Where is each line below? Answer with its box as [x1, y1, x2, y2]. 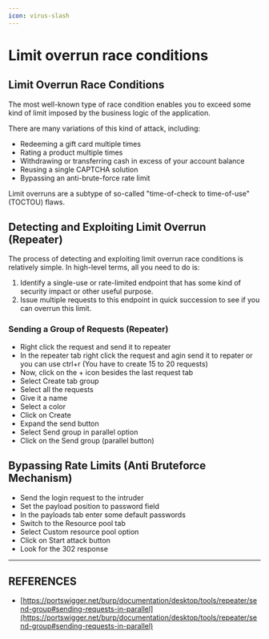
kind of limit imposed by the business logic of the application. [8, 107, 211, 117]
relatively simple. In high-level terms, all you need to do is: [8, 262, 200, 273]
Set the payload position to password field [19, 501, 160, 511]
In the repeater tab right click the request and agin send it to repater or [19, 350, 254, 360]
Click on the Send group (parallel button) [19, 435, 155, 445]
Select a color [19, 402, 66, 411]
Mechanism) [8, 471, 73, 485]
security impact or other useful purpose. [19, 286, 154, 297]
